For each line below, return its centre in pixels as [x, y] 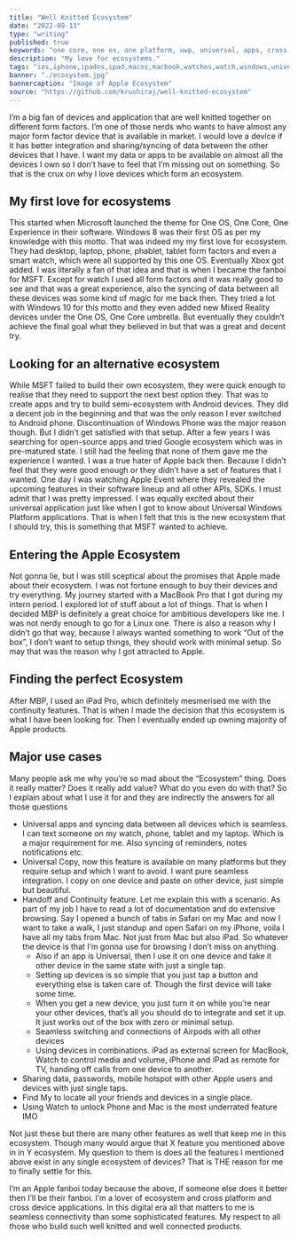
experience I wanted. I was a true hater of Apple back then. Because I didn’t [148, 461]
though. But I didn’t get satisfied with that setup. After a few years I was [140, 432]
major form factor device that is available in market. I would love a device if [146, 136]
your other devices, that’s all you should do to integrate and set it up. [161, 1012]
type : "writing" [39, 34]
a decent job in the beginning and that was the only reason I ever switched [145, 414]
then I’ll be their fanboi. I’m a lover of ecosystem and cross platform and [141, 1197]
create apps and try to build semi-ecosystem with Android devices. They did [149, 404]
